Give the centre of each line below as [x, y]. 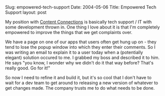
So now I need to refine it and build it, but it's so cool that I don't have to [78, 78]
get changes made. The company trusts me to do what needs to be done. [80, 88]
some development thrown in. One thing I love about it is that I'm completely [82, 27]
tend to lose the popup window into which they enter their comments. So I [80, 47]
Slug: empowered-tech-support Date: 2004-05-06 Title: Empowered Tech [81, 7]
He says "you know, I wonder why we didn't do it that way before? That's [80, 63]
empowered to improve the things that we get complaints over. [69, 32]
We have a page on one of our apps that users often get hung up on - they [81, 42]
